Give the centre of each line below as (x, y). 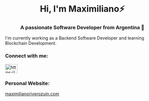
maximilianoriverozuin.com (32, 94)
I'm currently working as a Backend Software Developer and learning (75, 38)
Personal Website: (27, 83)
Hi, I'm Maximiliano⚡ (82, 9)
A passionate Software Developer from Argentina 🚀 (82, 28)
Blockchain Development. (31, 43)
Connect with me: (27, 56)
